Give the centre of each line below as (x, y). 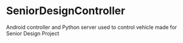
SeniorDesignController (66, 11)
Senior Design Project (33, 33)
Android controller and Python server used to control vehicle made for (92, 27)
